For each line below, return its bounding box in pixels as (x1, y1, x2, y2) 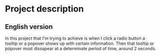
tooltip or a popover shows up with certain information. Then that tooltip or (5, 41, 154, 46)
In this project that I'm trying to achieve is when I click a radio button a (5, 35, 145, 41)
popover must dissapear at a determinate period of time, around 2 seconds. (5, 46, 157, 51)
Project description (5, 3, 84, 14)
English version (5, 23, 53, 31)
